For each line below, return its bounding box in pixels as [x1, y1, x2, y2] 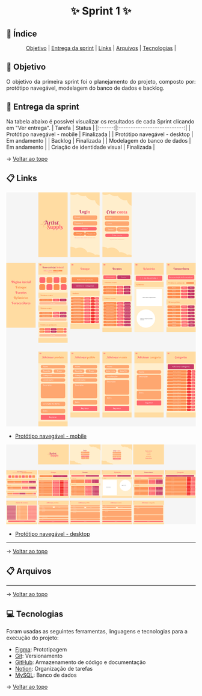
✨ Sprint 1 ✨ [70, 4, 132, 18]
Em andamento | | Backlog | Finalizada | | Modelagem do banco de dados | [6, 137, 191, 144]
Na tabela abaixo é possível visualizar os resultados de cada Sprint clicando [6, 117, 195, 125]
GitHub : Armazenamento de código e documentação [14, 658, 146, 666]
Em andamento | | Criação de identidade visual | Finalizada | [6, 143, 155, 151]
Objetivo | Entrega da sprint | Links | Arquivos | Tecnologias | [26, 45, 176, 52]
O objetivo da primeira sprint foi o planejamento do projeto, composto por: [6, 78, 196, 85]
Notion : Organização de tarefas [14, 665, 93, 672]
